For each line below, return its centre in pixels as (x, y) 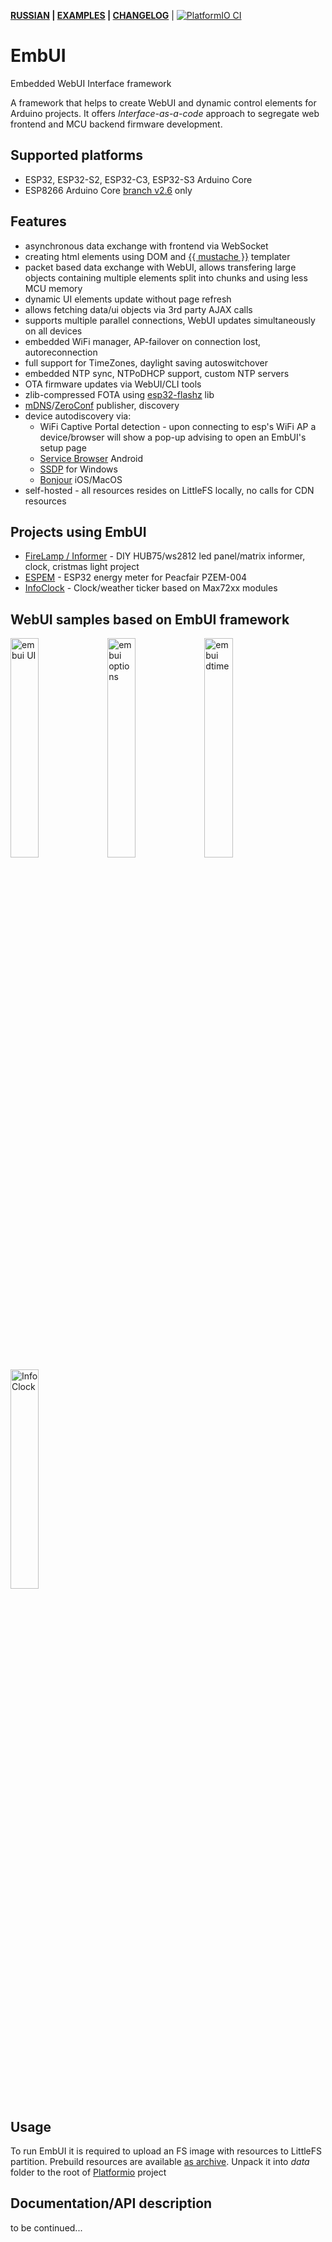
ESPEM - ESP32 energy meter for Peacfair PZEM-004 (136, 577)
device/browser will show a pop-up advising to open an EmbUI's (173, 437)
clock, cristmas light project (82, 567)
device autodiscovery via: (78, 416)
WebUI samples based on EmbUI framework (150, 619)
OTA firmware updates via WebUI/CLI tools (113, 384)
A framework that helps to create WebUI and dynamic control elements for (163, 102)
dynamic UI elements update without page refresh (128, 299)
